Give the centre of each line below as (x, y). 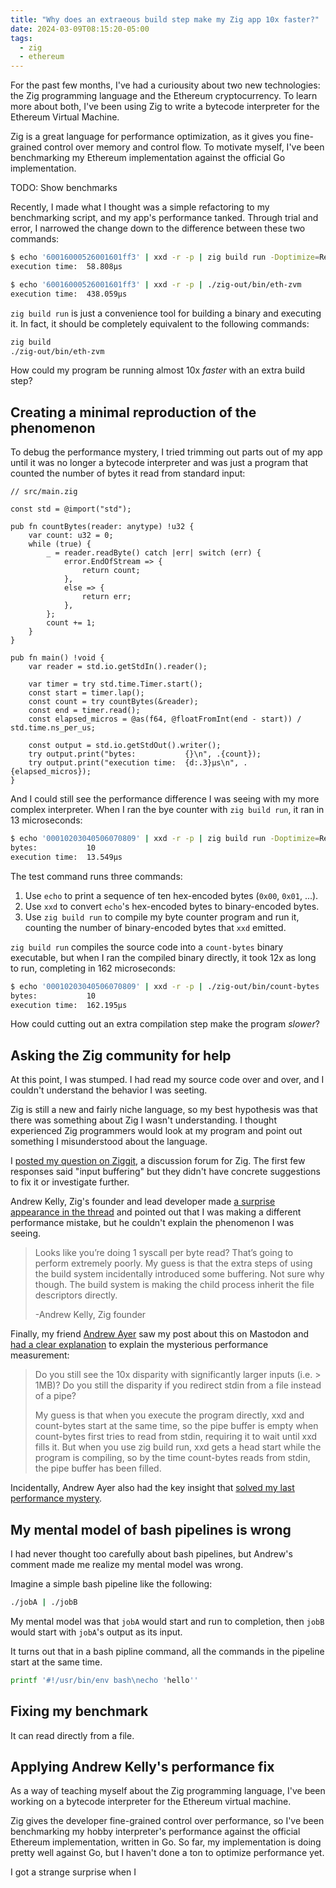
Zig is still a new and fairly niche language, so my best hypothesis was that (164, 1110)
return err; (106, 597)
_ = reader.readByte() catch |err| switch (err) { (154, 553)
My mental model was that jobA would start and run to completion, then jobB (167, 1621)
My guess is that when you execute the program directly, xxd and (169, 1415)
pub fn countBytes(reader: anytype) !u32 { (102, 527)
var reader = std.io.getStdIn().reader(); (118, 667)
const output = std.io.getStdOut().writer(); (125, 746)
